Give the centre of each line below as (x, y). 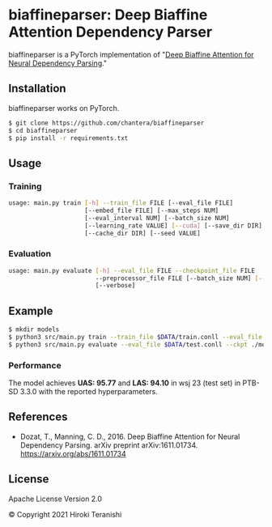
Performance (35, 365)
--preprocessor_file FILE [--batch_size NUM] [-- (181, 278)
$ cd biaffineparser (43, 130)
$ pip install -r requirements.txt (68, 138)
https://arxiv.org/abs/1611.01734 (73, 453)
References (38, 417)
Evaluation (30, 254)
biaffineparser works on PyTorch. (64, 108)
